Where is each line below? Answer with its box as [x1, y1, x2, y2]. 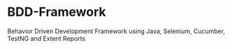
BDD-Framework [7, 4, 106, 20]
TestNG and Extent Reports [7, 34, 86, 42]
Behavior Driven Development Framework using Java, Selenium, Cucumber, [7, 27, 226, 35]
